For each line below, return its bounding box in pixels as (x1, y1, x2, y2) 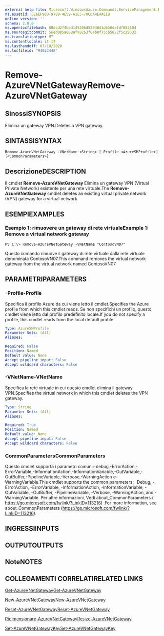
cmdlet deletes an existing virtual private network (47, 190, 147, 196)
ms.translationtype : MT (5, 35, 54, 40)
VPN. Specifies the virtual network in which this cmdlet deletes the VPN (5, 390, 148, 396)
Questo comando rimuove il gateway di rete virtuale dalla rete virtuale (5, 250, 145, 256)
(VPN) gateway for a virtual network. (5, 196, 79, 202)
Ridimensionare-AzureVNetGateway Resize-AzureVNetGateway (5, 616, 132, 622)
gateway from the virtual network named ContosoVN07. (5, 260, 117, 267)
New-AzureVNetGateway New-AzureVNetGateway (5, 597, 106, 603)
